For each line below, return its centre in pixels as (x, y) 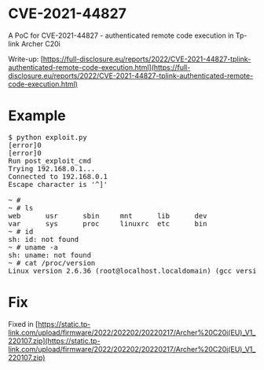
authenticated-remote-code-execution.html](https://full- (99, 67)
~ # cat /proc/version (52, 263)
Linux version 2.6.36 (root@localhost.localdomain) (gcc (120, 271)
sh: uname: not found (50, 255)
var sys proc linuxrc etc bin (108, 223)
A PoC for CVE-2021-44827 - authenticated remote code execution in (121, 35)
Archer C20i (41, 43)
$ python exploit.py (48, 137)
